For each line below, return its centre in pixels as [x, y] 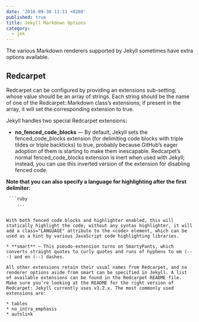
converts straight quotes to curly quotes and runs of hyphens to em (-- [99, 251]
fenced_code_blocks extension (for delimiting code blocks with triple [99, 138]
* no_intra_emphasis [32, 309]
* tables [17, 304]
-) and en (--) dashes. [36, 257]
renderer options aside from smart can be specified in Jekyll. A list [97, 272]
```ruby [18, 199]
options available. [28, 57]
